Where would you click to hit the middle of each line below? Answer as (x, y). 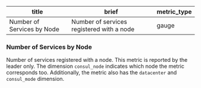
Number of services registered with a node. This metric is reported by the (97, 60)
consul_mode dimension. (35, 79)
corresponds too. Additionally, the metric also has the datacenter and (92, 73)
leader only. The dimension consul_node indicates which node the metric (95, 66)
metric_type (174, 12)
